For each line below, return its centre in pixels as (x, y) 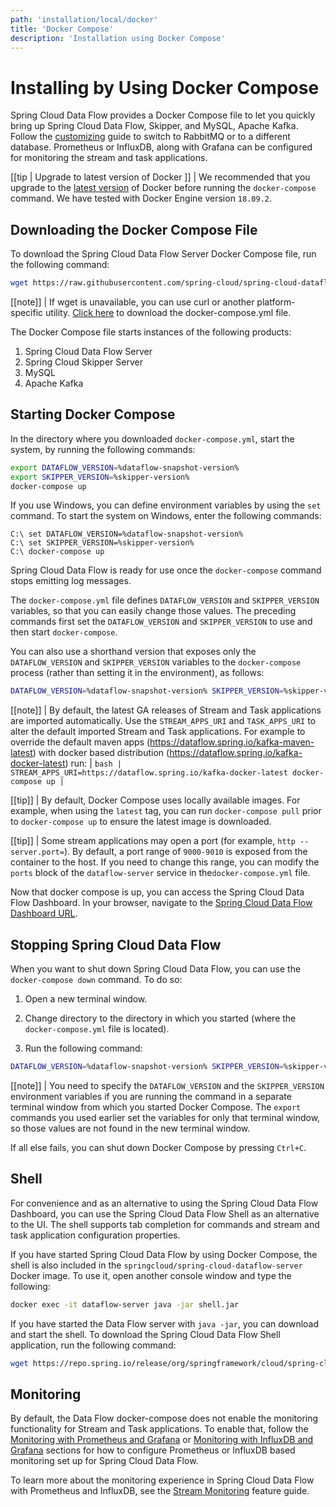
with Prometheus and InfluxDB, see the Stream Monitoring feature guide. (160, 1491)
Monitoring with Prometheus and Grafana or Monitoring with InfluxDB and (162, 1440)
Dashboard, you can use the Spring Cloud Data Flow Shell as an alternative (165, 1213)
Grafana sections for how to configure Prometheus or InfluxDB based (153, 1450)
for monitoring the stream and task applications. (109, 158)
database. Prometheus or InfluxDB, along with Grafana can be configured (161, 147)
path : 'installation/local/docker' (84, 19)
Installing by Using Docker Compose (165, 87)
